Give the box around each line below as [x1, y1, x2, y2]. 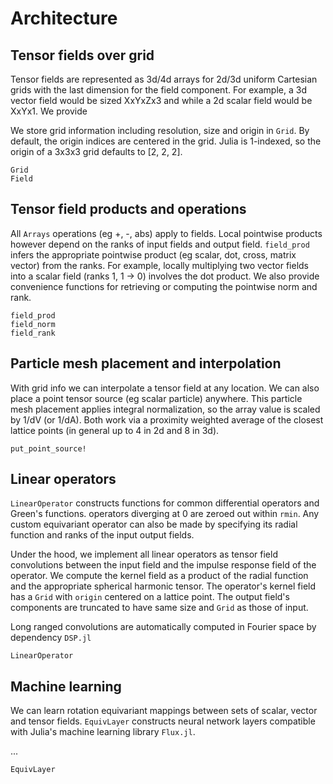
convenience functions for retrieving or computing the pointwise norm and [10, 280, 318, 292]
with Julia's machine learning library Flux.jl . [10, 726, 196, 738]
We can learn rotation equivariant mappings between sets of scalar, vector [10, 705, 318, 717]
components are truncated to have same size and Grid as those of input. [10, 602, 309, 614]
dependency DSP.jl [10, 632, 92, 644]
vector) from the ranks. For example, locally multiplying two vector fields [10, 259, 309, 271]
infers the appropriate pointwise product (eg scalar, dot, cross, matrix [10, 248, 297, 261]
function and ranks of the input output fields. [10, 529, 195, 541]
